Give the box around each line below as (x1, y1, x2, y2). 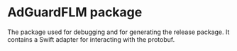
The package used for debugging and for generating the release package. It (7, 28, 230, 36)
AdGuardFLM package (7, 4, 143, 21)
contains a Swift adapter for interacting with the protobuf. (7, 35, 175, 43)
